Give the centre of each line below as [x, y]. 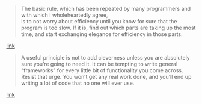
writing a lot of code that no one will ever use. [78, 83]
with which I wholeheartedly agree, [64, 15]
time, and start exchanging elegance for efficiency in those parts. [102, 34]
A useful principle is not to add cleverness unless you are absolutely [106, 57]
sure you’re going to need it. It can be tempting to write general [99, 64]
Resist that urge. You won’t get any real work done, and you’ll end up [106, 77]
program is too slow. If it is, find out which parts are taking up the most [108, 28]
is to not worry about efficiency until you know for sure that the [99, 21]
